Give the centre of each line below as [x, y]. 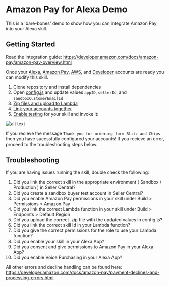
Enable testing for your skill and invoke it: [56, 114]
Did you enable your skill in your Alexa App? [59, 241]
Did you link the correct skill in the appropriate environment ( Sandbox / [87, 182]
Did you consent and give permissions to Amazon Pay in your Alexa [83, 247]
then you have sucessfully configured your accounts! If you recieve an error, [85, 139]
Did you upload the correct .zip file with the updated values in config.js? [88, 220]
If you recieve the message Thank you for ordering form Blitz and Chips [83, 133]
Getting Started [31, 45]
